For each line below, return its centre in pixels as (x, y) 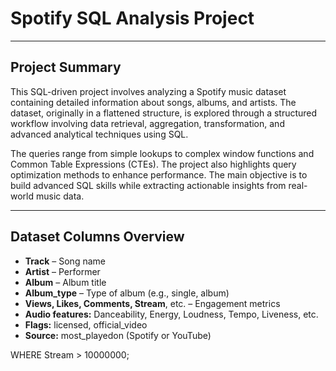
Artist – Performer (62, 271)
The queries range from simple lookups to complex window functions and (162, 153)
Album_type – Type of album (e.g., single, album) (127, 293)
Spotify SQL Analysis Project (132, 18)
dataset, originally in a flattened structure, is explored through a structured (164, 113)
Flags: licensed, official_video (86, 324)
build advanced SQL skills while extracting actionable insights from (148, 185)
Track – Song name (65, 261)
